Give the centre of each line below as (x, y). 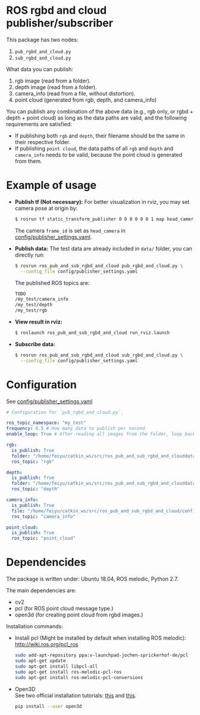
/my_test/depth (34, 305)
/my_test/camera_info (41, 300)
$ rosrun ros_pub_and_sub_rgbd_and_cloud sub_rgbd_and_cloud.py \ (99, 355)
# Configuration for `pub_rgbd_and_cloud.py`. (65, 412)
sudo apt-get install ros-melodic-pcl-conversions (79, 677)
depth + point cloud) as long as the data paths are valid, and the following (97, 118)
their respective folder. (43, 142)
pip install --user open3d (48, 706)
